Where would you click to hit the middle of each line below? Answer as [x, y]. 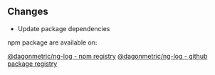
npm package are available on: [52, 42]
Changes [28, 12]
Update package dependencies [64, 28]
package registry [32, 64]
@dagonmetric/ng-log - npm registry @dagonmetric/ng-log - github [107, 56]
